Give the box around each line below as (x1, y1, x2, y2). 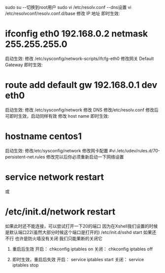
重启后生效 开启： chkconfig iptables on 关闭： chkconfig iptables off (12, 246, 153, 252)
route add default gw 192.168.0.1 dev (5, 80, 158, 91)
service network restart (5, 172, 104, 182)
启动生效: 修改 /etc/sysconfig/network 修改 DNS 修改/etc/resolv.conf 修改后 (5, 107, 159, 113)
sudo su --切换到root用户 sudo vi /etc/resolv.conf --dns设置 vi (5, 4, 132, 10)
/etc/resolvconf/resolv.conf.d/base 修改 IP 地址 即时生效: (5, 10, 120, 16)
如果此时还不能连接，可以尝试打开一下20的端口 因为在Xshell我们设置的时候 (5, 223, 158, 229)
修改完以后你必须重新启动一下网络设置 (46, 154, 124, 160)
